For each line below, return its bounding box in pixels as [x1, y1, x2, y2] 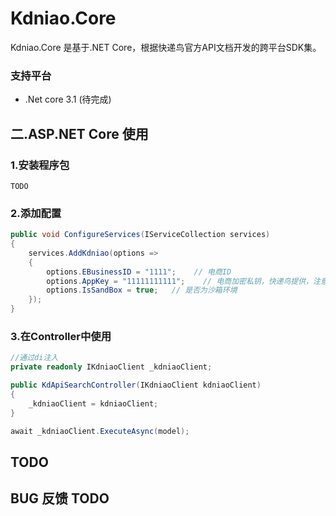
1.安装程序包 [10, 158, 70, 172]
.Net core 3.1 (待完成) [24, 93, 112, 106]
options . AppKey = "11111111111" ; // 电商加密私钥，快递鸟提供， [46, 276, 313, 286]
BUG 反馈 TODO [10, 490, 110, 507]
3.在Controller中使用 [10, 330, 112, 344]
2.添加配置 [10, 206, 62, 220]
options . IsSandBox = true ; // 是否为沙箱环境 [46, 285, 238, 296]
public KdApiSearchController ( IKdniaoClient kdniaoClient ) [10, 380, 262, 391]
